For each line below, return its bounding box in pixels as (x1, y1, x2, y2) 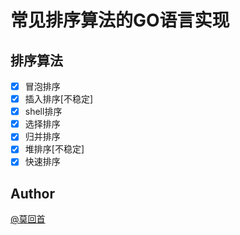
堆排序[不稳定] (24, 143, 85, 155)
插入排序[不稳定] (24, 93, 93, 105)
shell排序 (24, 106, 63, 118)
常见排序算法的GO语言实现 (10, 9, 230, 32)
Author (10, 185, 55, 202)
